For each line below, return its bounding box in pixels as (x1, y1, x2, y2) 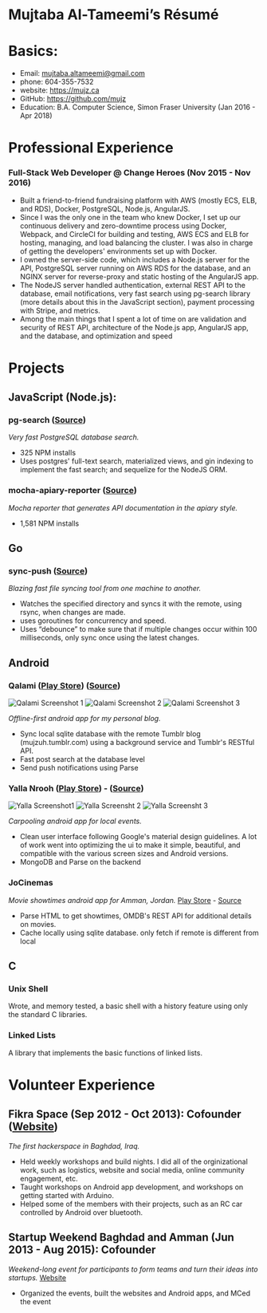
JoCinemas (8, 877, 53, 889)
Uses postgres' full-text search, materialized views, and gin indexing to (19, 456, 253, 466)
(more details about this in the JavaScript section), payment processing (19, 297, 255, 306)
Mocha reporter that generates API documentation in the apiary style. (8, 503, 238, 512)
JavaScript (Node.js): (8, 391, 117, 404)
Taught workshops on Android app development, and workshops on (19, 1182, 244, 1192)
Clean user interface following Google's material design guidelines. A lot (19, 832, 257, 842)
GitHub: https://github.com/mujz (19, 94, 127, 104)
